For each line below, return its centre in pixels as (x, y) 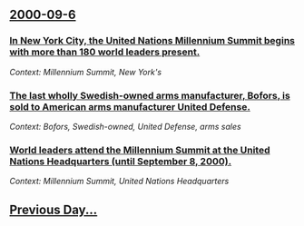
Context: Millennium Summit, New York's (85, 72)
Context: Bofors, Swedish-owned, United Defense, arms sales (126, 126)
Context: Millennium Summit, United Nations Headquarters (119, 182)
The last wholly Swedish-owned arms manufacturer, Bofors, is (150, 95)
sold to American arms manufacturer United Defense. (130, 106)
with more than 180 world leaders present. (105, 52)
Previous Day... (54, 209)
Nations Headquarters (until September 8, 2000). (121, 161)
